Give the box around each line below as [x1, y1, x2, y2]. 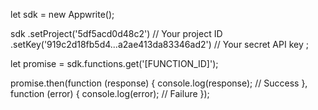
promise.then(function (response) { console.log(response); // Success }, [10, 77, 308, 89]
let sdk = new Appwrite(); [10, 9, 115, 20]
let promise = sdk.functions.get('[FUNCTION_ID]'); [10, 58, 219, 69]
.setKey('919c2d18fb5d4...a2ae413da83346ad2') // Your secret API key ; [10, 39, 309, 50]
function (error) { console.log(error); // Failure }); [10, 88, 210, 99]
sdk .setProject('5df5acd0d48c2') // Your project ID [10, 28, 223, 39]
